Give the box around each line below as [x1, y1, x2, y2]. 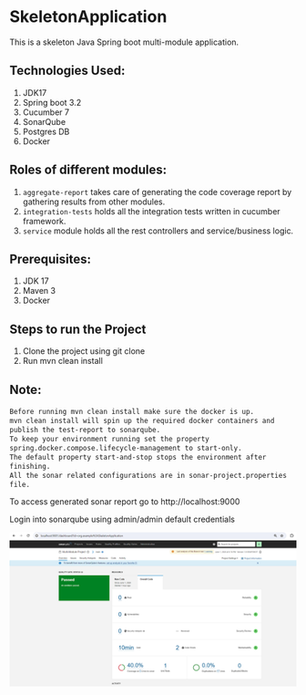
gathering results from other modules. [22, 196, 166, 207]
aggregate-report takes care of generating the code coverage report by [22, 186, 292, 197]
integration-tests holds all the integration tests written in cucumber [22, 205, 280, 216]
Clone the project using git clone [22, 346, 146, 357]
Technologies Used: [9, 63, 126, 78]
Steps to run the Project [9, 321, 147, 337]
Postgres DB [22, 126, 70, 137]
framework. [22, 215, 66, 226]
